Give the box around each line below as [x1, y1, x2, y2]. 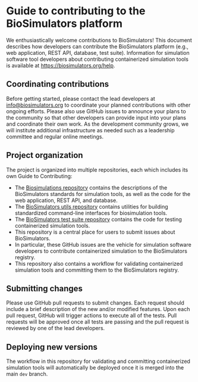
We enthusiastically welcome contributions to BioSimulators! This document [6, 36, 192, 44]
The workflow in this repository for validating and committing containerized [6, 358, 190, 365]
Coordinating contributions [6, 79, 109, 89]
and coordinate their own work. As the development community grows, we [6, 120, 189, 128]
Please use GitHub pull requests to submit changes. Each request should [6, 299, 184, 306]
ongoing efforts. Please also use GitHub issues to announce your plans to [6, 107, 186, 114]
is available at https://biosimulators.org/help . [6, 61, 115, 69]
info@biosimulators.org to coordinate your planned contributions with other [6, 101, 191, 108]
